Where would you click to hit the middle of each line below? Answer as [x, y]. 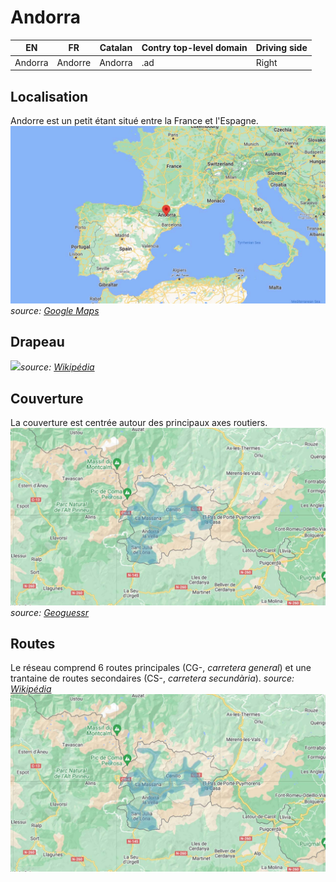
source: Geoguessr [50, 612]
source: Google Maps [55, 310]
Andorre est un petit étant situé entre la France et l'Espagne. [134, 120]
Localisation [49, 96]
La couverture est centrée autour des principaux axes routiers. [139, 423]
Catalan [116, 48]
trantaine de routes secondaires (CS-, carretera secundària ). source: [152, 678]
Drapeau [37, 341]
